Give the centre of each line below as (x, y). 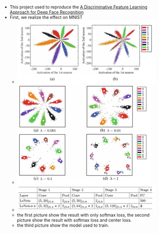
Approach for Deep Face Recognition (46, 12)
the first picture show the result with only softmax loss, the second (83, 215)
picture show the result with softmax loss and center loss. (74, 220)
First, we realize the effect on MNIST (46, 17)
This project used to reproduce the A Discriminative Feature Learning (78, 7)
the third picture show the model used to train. (63, 225)
